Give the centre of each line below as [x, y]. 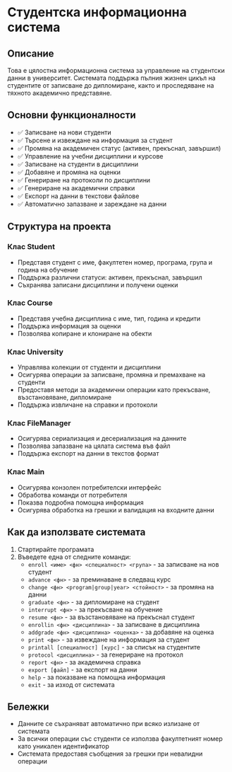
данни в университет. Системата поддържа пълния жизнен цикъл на [112, 78]
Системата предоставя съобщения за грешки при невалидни [110, 754]
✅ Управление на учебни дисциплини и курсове [90, 156]
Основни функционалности [72, 115]
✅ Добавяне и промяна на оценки [69, 172]
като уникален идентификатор [63, 747]
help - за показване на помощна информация [97, 677]
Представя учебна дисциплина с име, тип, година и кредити [109, 318]
